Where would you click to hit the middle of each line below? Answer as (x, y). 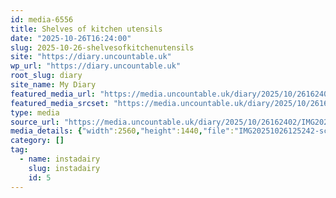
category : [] (37, 141)
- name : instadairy (60, 159)
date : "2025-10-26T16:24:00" (71, 38)
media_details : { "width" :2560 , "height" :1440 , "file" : (122, 131)
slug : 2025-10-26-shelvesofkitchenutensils (102, 47)
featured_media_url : (53, 94)
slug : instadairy (64, 168)
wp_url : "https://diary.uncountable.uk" (96, 66)
